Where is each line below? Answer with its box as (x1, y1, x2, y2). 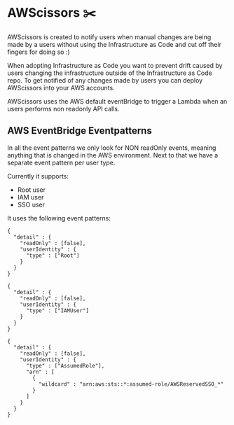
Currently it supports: (7, 172, 69, 180)
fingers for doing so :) (7, 48, 70, 56)
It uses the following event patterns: (7, 214, 111, 222)
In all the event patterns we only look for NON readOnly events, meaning (7, 144, 216, 152)
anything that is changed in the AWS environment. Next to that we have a (7, 151, 219, 159)
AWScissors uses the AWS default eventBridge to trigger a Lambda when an (7, 97, 228, 105)
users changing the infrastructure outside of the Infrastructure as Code (7, 69, 212, 77)
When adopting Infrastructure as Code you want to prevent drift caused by (7, 61, 223, 69)
